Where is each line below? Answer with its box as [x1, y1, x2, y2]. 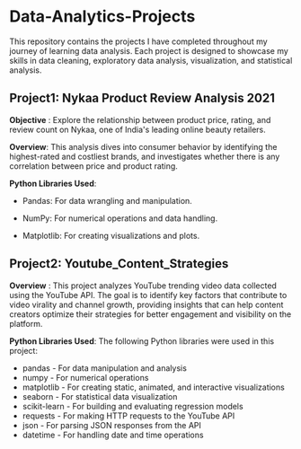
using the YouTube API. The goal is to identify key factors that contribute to [9, 289, 288, 300]
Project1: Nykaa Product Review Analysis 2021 [9, 91, 276, 106]
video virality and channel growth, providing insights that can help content [9, 299, 284, 310]
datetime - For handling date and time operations [22, 429, 204, 440]
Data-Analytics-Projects [9, 6, 196, 27]
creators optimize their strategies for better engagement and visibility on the [9, 308, 292, 320]
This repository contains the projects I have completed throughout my [9, 36, 268, 47]
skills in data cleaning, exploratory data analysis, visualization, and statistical [9, 55, 293, 66]
